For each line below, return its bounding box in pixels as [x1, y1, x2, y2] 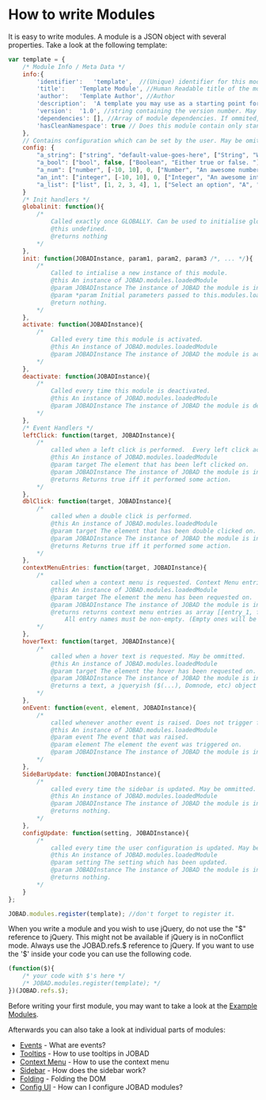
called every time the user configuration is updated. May [50, 844, 249, 852]
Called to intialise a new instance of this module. [50, 269, 228, 277]
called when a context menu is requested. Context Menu [50, 579, 239, 587]
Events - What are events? [19, 1040, 106, 1049]
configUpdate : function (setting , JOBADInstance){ [22, 829, 190, 837]
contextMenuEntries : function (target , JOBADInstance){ [22, 564, 207, 572]
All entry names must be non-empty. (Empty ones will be [64, 616, 257, 624]
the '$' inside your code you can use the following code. [8, 949, 192, 959]
